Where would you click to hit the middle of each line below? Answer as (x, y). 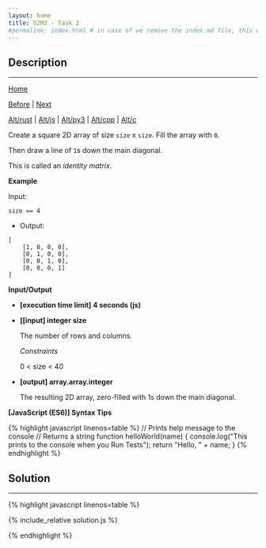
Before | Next (30, 105)
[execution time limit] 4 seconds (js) (80, 305)
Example (23, 181)
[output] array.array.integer (66, 382)
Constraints (38, 351)
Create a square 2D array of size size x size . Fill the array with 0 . (114, 135)
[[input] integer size (53, 320)
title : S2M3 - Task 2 (44, 23)
